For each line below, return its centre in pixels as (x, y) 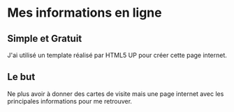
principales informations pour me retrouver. (70, 101)
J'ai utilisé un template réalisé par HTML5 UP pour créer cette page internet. (117, 55)
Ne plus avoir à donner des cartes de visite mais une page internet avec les (116, 94)
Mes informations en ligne (85, 13)
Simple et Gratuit (45, 39)
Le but (21, 77)
